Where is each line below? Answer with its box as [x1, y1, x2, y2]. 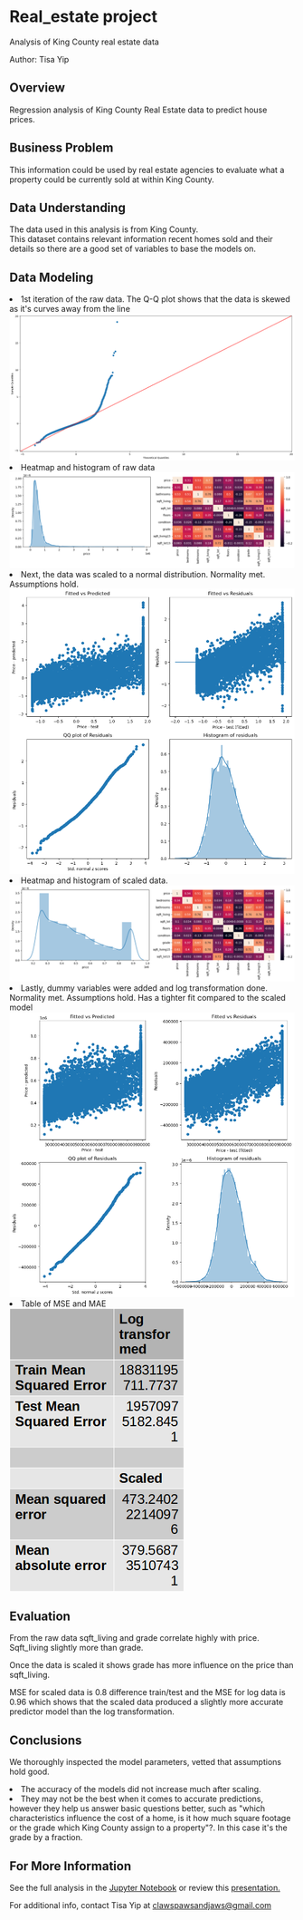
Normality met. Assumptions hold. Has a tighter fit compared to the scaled [9, 992, 287, 1003]
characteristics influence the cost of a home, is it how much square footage [9, 1813, 291, 1824]
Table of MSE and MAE [21, 1298, 107, 1309]
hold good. [9, 1766, 50, 1778]
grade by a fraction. [9, 1832, 83, 1843]
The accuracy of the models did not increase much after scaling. [21, 1784, 261, 1795]
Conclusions [9, 1732, 82, 1748]
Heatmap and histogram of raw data [21, 461, 156, 472]
